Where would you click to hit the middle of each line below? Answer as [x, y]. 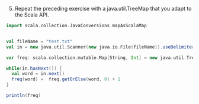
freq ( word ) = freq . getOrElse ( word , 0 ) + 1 [66, 79]
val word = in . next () [38, 74]
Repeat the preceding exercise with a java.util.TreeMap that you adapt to [103, 9]
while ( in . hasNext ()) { [34, 68]
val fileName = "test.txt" [39, 41]
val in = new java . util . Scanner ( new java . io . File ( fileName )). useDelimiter [100, 47]
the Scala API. [32, 15]
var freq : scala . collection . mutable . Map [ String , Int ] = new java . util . [97, 58]
